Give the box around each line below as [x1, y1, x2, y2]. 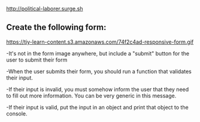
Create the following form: [6, 22, 107, 32]
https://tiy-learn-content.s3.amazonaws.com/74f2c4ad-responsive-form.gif [6, 38, 194, 45]
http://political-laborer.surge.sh [6, 5, 83, 12]
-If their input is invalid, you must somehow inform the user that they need [6, 86, 189, 93]
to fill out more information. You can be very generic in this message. [6, 92, 177, 99]
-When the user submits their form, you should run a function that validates [6, 68, 192, 75]
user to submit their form [6, 56, 68, 63]
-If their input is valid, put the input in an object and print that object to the [6, 103, 189, 111]
